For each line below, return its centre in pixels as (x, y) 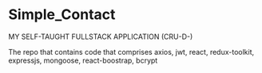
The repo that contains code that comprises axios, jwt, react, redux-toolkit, (131, 52)
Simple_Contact (62, 15)
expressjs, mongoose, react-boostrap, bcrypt (83, 60)
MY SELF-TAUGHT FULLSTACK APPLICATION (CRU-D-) (101, 36)
